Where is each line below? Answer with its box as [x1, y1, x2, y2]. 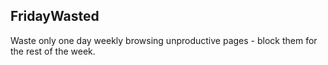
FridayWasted [10, 8, 100, 25]
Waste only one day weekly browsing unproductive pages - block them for [10, 34, 318, 46]
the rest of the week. [10, 45, 96, 57]
